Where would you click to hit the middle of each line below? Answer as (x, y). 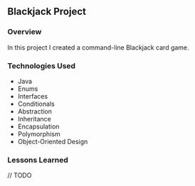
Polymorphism (39, 133)
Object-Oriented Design (53, 141)
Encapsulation (38, 126)
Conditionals (36, 104)
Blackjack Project (47, 12)
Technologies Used (42, 65)
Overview (25, 32)
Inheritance (35, 119)
